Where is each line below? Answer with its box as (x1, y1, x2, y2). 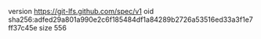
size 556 (38, 23, 67, 32)
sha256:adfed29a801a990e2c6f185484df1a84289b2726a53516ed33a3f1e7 (8, 15, 253, 24)
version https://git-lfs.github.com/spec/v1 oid (8, 7, 154, 16)
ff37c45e (8, 23, 38, 32)
